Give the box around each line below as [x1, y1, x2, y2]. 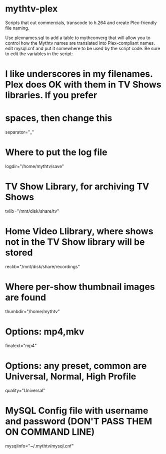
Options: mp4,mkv [5, 326, 84, 337]
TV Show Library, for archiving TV [5, 181, 149, 192]
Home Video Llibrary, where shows [5, 226, 153, 237]
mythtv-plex [5, 3, 58, 15]
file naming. [5, 25, 29, 31]
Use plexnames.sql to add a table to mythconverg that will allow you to [5, 35, 151, 41]
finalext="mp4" [5, 342, 37, 349]
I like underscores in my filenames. [5, 68, 153, 80]
